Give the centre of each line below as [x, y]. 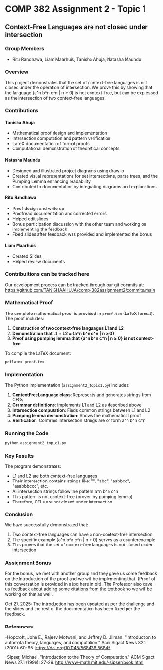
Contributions [22, 111]
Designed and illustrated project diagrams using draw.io [68, 171]
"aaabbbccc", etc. [30, 486]
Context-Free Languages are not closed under [77, 27]
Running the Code [27, 433]
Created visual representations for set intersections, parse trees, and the [85, 176]
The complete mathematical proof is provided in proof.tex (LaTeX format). [80, 313]
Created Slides [27, 256]
